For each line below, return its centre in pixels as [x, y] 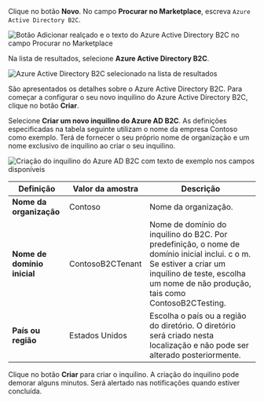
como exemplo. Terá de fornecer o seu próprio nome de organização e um [129, 137]
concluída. [25, 391]
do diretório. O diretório [192, 325]
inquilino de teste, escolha [197, 274]
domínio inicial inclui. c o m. [200, 254]
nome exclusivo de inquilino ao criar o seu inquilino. [92, 146]
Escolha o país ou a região [198, 316]
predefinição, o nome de [194, 244]
